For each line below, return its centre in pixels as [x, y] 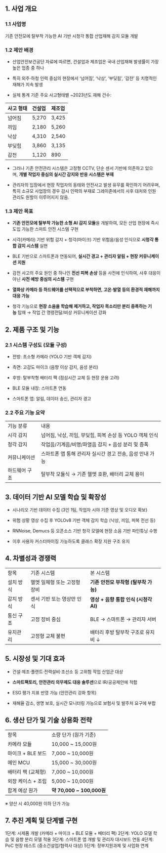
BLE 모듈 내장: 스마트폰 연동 [39, 388]
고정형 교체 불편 [48, 636]
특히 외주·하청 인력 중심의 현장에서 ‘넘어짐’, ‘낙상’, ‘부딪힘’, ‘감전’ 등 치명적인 [84, 78]
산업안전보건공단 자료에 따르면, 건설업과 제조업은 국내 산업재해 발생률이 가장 [85, 61]
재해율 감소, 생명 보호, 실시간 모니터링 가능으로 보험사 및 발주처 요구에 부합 [84, 703]
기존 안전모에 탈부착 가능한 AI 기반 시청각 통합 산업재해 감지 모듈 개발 [72, 36]
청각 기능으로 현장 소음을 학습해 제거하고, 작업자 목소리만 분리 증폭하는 [80, 306]
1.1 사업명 [16, 24]
